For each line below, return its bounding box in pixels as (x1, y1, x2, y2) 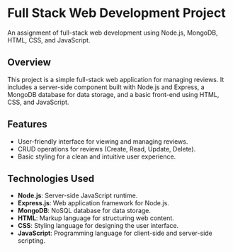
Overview (7, 57, 52, 69)
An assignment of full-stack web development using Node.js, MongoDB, (7, 28, 218, 37)
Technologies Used (7, 172, 94, 185)
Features (7, 118, 47, 130)
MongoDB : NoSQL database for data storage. (17, 207, 151, 215)
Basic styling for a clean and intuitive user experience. (17, 152, 176, 161)
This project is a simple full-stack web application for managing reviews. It (7, 75, 225, 84)
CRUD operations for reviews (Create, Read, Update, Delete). (17, 144, 196, 153)
